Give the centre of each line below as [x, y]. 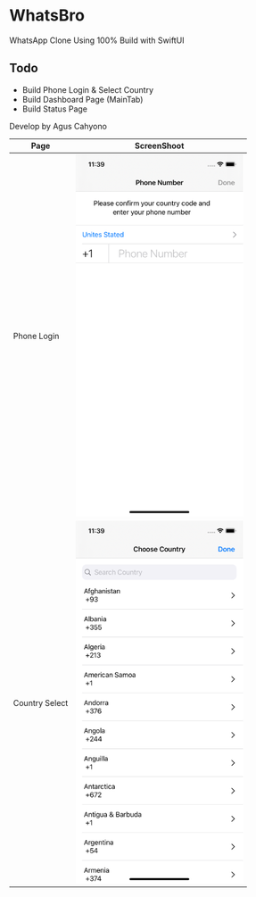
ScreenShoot [159, 146]
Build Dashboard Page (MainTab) [83, 99]
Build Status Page [54, 109]
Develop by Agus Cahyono [58, 126]
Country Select [41, 702]
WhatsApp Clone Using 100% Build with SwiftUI [97, 40]
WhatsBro [47, 16]
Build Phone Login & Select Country [88, 89]
